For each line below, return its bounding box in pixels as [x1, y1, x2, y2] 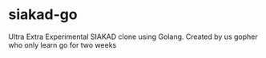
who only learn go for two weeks [8, 40, 117, 49]
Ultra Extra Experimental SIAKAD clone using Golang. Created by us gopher [8, 32, 258, 41]
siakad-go [8, 6, 78, 24]
